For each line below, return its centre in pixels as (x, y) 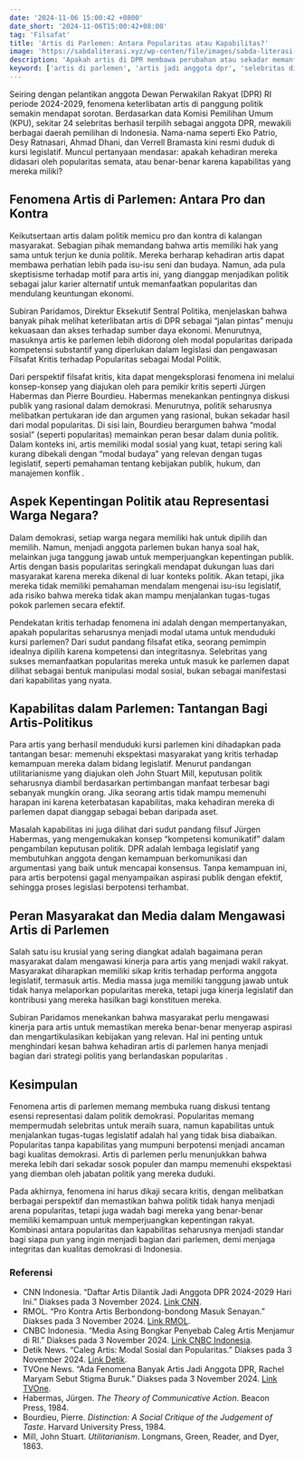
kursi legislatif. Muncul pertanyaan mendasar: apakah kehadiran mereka (143, 151)
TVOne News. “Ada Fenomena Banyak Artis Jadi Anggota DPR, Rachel (153, 1369)
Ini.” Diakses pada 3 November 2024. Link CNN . (112, 1302)
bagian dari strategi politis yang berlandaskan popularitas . (119, 1056)
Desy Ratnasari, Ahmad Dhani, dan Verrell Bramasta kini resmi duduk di (142, 142)
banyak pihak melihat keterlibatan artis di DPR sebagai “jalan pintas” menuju (152, 320)
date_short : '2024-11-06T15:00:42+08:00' (89, 26)
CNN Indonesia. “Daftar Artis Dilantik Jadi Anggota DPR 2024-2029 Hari (157, 1292)
